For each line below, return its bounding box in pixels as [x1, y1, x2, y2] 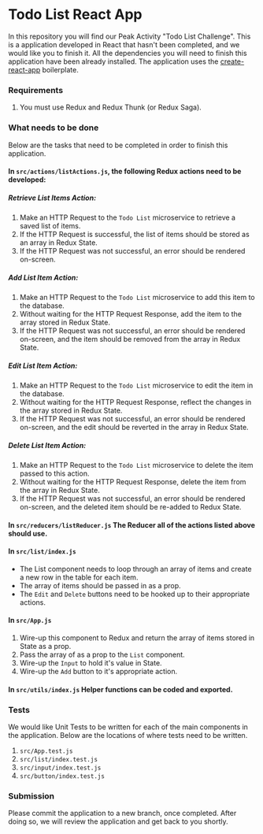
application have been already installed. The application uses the [8, 57, 219, 66]
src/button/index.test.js [19, 772, 105, 780]
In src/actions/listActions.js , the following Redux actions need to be [8, 167, 242, 176]
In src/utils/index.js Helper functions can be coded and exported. [8, 684, 234, 694]
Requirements [8, 84, 64, 95]
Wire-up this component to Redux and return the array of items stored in [19, 633, 255, 643]
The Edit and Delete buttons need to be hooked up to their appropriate [19, 589, 250, 599]
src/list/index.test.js [19, 755, 98, 763]
